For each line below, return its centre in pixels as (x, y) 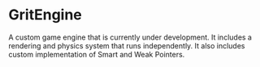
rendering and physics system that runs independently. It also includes (127, 45)
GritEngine (45, 15)
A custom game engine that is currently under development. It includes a (130, 37)
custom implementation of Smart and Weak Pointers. (97, 54)
